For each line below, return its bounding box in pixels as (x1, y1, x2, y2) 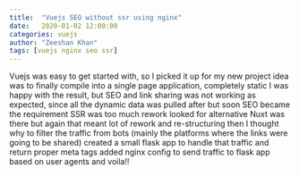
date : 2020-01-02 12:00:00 (9, 21, 118, 30)
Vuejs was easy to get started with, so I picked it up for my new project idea (9, 71, 289, 81)
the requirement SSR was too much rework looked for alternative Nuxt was (9, 109, 285, 120)
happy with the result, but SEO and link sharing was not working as (9, 90, 257, 101)
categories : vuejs (9, 29, 78, 38)
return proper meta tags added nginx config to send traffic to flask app (9, 147, 270, 157)
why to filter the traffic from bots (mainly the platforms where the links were (9, 128, 288, 138)
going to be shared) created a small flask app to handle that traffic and (9, 138, 269, 148)
